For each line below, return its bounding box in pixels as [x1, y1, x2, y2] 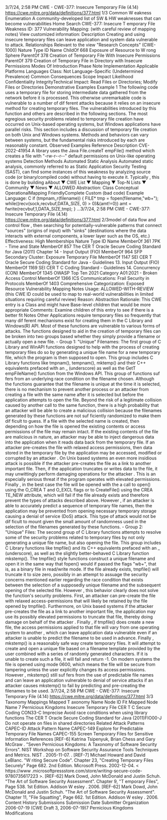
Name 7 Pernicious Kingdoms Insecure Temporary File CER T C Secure [5, 704, 151, 710]
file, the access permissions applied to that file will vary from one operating [5, 624, 160, 630]
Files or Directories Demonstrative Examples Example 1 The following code [5, 84, 158, 90]
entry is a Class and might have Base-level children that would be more [5, 302, 151, 308]
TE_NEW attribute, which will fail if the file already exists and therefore [5, 492, 149, 498]
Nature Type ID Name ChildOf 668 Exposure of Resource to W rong [18, 47, 156, 53]
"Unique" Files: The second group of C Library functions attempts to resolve [5, 529, 162, 535]
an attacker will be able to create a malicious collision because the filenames [5, 408, 163, 413]
